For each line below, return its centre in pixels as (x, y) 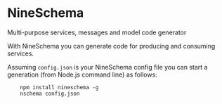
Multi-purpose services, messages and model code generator (97, 32)
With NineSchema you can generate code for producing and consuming (111, 46)
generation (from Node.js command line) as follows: (83, 74)
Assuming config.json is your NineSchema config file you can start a (107, 67)
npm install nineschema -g (59, 87)
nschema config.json (50, 93)
